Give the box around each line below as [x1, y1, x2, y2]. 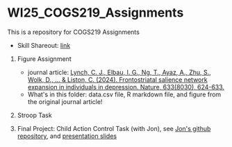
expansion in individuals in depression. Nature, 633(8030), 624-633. [27, 83, 224, 91]
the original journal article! [27, 97, 103, 105]
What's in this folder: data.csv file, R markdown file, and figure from [27, 90, 222, 98]
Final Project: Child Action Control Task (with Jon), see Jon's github [17, 124, 211, 132]
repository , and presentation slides [17, 132, 117, 140]
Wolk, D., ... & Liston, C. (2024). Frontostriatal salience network [27, 75, 208, 84]
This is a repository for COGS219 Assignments [7, 28, 140, 36]
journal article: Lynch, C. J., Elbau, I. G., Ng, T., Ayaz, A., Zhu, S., [27, 68, 212, 76]
